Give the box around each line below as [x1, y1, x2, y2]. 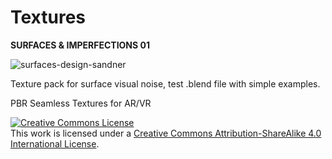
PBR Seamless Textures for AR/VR [10, 97, 152, 109]
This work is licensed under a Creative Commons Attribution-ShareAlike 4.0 [10, 127, 322, 139]
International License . [10, 137, 100, 150]
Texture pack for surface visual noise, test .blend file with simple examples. [10, 77, 321, 90]
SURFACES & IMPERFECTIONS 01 [10, 39, 150, 51]
